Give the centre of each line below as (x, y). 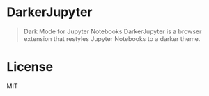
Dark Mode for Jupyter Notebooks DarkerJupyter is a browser (113, 31)
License (30, 67)
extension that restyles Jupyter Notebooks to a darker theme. (112, 38)
